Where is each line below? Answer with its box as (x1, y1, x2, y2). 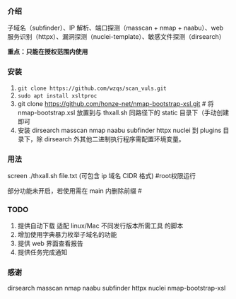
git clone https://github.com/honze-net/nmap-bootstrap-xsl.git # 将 (17, 99, 214, 107)
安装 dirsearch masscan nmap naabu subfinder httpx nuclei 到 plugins (17, 126, 222, 134)
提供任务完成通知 (17, 248, 68, 257)
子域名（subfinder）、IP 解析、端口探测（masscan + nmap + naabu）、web (7, 23, 224, 33)
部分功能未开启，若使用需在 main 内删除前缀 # (7, 186, 143, 195)
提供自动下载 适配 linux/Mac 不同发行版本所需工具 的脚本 (17, 221, 184, 230)
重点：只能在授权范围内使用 (7, 47, 88, 56)
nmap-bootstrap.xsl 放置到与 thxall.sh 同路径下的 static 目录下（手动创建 (17, 108, 230, 117)
